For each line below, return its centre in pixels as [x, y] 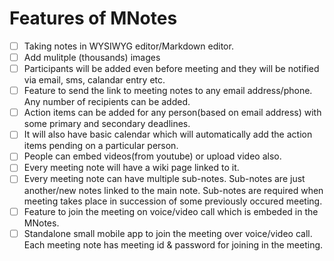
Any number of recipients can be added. [107, 102]
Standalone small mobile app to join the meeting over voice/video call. [168, 233]
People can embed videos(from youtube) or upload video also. [152, 156]
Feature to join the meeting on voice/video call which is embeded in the [171, 211]
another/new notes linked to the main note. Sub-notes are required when [173, 190]
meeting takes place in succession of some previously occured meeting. [173, 201]
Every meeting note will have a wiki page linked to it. [131, 168]
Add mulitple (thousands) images [92, 57]
